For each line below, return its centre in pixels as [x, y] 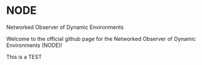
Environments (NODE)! [34, 45]
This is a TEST [24, 57]
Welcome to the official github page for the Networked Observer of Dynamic [101, 39]
